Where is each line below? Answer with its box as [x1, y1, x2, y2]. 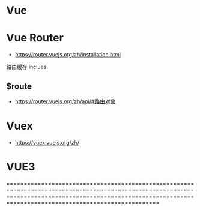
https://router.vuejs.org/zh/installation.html [14, 51, 121, 58]
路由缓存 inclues [6, 64, 47, 71]
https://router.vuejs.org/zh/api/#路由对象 [14, 97, 116, 105]
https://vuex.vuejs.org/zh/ [14, 139, 80, 146]
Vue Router [6, 31, 64, 45]
